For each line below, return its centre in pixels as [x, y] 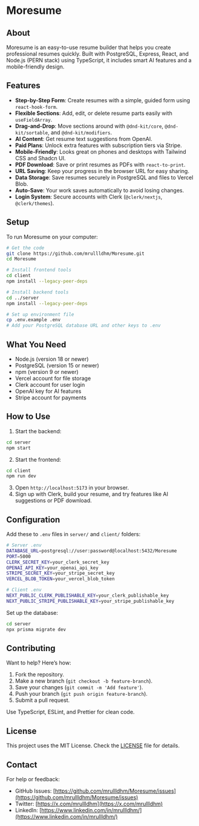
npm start [19, 448]
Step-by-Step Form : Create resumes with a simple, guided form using [103, 100]
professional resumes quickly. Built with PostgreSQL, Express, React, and [98, 54]
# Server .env [24, 545]
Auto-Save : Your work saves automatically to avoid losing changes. [99, 190]
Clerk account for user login [50, 384]
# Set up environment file [40, 314]
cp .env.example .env [34, 320]
